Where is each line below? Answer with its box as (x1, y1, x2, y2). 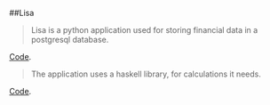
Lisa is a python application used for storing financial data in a (30, 25, 258, 35)
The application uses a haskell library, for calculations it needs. (30, 69, 262, 79)
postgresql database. (30, 35, 109, 44)
